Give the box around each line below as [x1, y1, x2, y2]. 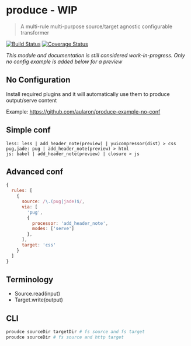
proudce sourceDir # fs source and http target [6, 334, 124, 340]
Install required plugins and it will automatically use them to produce [6, 90, 171, 97]
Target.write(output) [14, 296, 63, 303]
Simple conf [6, 125, 51, 135]
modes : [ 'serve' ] [32, 226, 75, 232]
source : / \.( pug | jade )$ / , [21, 198, 85, 204]
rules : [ [11, 188, 33, 194]
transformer [20, 29, 50, 36]
